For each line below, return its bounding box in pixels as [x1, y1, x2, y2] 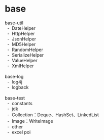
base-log [5, 73, 24, 79]
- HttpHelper [7, 30, 35, 36]
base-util [5, 20, 24, 26]
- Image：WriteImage [7, 118, 54, 124]
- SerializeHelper [7, 52, 44, 58]
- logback [7, 84, 29, 90]
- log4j [7, 79, 22, 85]
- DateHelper [7, 25, 36, 31]
